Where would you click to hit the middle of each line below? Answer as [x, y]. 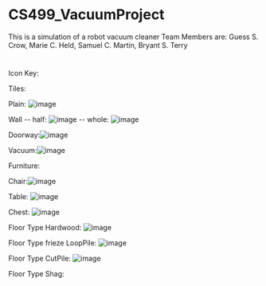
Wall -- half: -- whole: [59, 119]
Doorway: [24, 135]
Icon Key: [24, 73]
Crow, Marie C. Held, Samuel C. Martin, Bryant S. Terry [98, 45]
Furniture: [24, 166]
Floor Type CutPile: [40, 259]
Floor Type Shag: [37, 274]
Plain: [17, 104]
